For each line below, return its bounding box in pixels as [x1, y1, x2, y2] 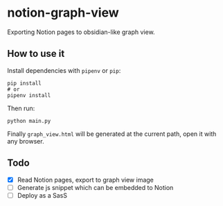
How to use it [7, 48, 65, 60]
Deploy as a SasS [17, 191, 68, 199]
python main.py [7, 117, 51, 124]
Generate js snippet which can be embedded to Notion [17, 183, 174, 191]
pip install [7, 80, 42, 87]
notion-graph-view [7, 5, 119, 21]
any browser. [7, 137, 44, 145]
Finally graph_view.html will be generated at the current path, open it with [7, 130, 217, 138]
